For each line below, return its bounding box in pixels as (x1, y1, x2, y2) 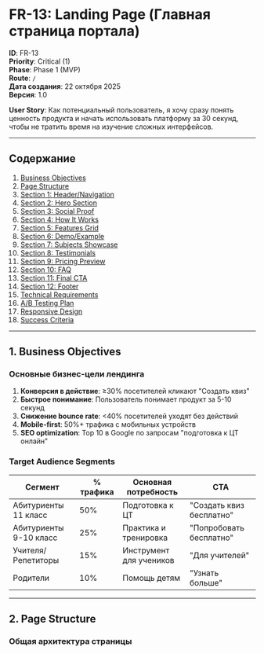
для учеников (122, 554, 175, 565)
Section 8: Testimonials (20, 248, 96, 257)
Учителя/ (13, 545, 47, 556)
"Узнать (189, 568, 219, 579)
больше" (189, 577, 222, 588)
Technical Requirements (20, 289, 99, 299)
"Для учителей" (189, 549, 250, 560)
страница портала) (9, 22, 140, 40)
